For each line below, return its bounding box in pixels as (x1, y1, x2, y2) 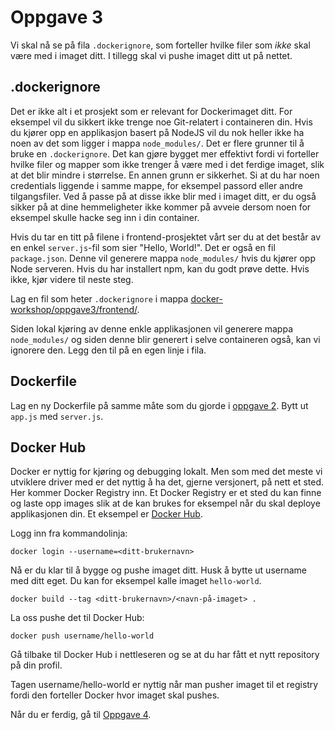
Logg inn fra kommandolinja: (10, 527, 128, 540)
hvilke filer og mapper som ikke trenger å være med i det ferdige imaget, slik (10, 158, 325, 170)
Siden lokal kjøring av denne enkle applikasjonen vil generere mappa (10, 322, 294, 335)
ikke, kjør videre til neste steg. (10, 273, 134, 285)
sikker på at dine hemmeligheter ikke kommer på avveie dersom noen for (10, 201, 312, 213)
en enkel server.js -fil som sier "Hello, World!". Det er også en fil (10, 241, 276, 253)
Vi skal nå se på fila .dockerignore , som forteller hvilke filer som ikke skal (10, 39, 311, 51)
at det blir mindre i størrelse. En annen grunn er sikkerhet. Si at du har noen (10, 169, 320, 181)
